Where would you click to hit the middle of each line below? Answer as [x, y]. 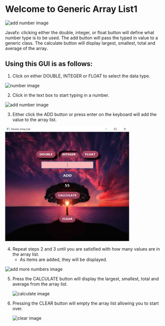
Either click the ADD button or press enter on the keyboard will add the [84, 114]
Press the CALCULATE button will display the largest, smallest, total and [85, 278]
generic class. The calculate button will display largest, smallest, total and [80, 43]
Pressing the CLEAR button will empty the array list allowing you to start [85, 303]
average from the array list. [40, 284]
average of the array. [27, 48]
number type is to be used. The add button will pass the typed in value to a [82, 38]
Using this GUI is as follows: [49, 64]
